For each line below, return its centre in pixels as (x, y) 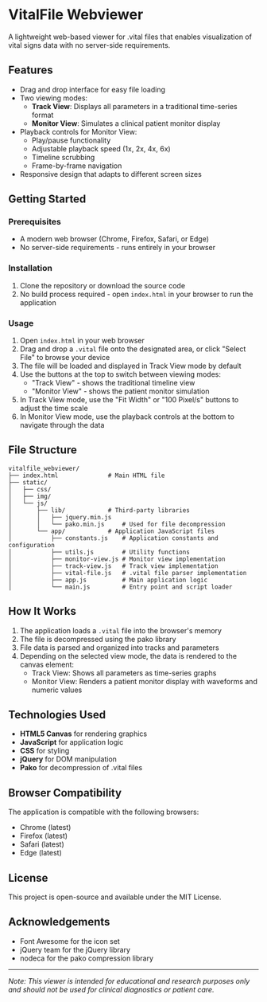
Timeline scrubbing (63, 157)
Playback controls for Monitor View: (78, 131)
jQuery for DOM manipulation (68, 759)
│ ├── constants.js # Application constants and (113, 538)
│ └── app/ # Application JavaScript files (112, 531)
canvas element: (46, 664)
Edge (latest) (41, 853)
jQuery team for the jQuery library (75, 949)
